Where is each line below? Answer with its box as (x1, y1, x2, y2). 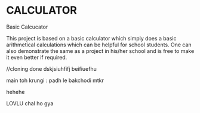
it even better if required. (6, 54, 67, 61)
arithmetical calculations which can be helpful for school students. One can (6, 41, 192, 48)
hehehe (6, 88, 25, 95)
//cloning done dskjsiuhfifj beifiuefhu (6, 65, 97, 72)
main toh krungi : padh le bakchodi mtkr (6, 77, 104, 84)
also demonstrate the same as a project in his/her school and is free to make (6, 47, 195, 54)
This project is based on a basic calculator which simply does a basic (6, 34, 177, 42)
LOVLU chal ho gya (6, 99, 54, 107)
